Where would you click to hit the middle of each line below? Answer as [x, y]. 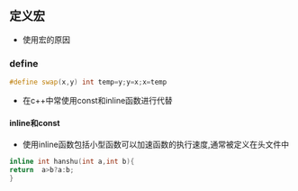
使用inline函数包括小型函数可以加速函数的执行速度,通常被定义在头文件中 [156, 145]
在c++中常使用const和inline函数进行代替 [97, 100]
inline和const [35, 123]
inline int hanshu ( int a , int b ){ [72, 162]
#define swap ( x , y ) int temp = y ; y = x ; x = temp [88, 82]
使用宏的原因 [46, 40]
